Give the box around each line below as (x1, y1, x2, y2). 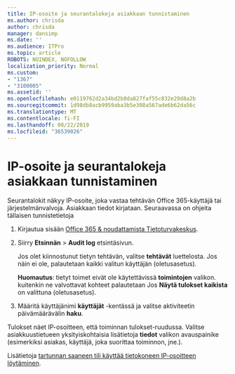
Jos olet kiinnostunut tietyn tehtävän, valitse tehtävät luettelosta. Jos (17, 252, 217, 261)
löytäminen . (7, 359, 41, 368)
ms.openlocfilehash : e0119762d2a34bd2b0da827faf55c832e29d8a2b (7, 96, 196, 103)
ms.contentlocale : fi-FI (7, 115, 80, 122)
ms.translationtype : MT (7, 108, 77, 115)
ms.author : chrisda (7, 17, 65, 24)
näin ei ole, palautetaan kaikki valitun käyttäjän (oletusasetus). (17, 259, 197, 268)
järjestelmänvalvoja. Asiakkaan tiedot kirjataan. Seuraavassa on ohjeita (7, 204, 212, 212)
